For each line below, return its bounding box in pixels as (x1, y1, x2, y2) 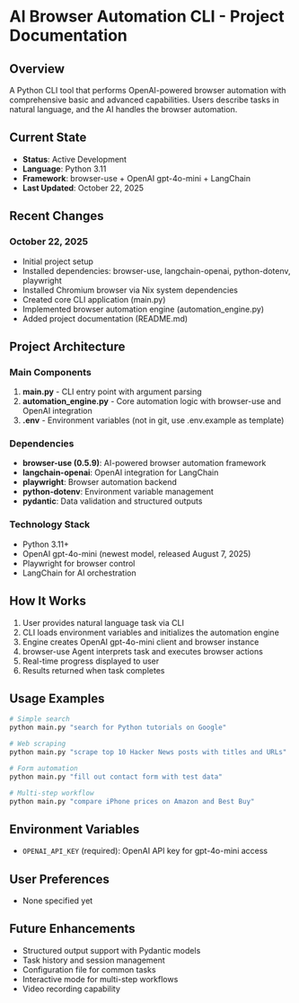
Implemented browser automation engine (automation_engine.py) (22, 304, 265, 314)
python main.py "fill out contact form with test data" (9, 772, 223, 781)
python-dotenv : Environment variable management (22, 487, 214, 497)
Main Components (9, 365, 92, 378)
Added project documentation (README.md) (22, 312, 189, 324)
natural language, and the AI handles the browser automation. (9, 104, 238, 114)
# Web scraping (9, 739, 66, 749)
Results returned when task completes (22, 664, 165, 675)
